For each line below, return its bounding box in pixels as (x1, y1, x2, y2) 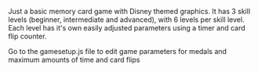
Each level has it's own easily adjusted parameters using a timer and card (8, 23, 245, 32)
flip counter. (8, 31, 47, 41)
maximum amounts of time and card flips (8, 55, 140, 64)
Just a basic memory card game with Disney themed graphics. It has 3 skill (8, 7, 251, 16)
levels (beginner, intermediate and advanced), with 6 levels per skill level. (8, 15, 245, 24)
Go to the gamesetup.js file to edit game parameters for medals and (8, 47, 227, 56)
